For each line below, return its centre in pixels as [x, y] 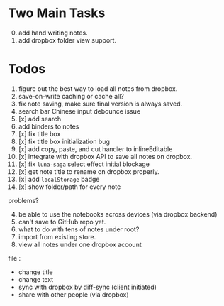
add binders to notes [49, 126]
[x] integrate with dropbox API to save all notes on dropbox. [105, 156]
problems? [23, 200]
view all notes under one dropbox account [80, 244]
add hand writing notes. [53, 33]
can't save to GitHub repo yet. [62, 222]
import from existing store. [57, 236]
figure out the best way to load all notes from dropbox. [98, 88]
